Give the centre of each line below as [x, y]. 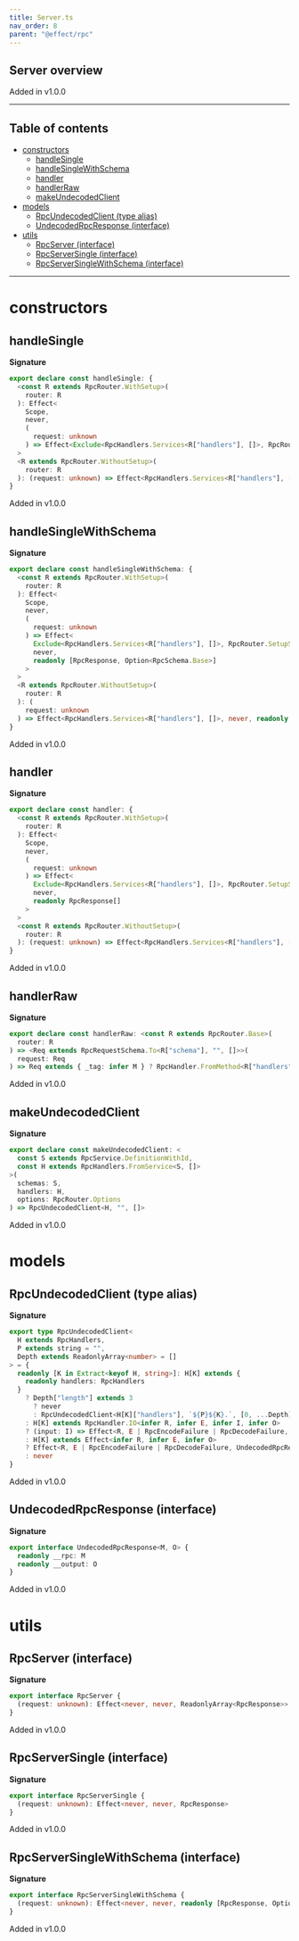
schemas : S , [40, 1183]
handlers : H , [41, 1191]
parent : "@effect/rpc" [51, 34]
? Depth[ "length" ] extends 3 [79, 1398]
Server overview [56, 70]
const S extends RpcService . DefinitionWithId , [105, 1158]
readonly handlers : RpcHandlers [85, 1381]
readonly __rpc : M [52, 1555]
